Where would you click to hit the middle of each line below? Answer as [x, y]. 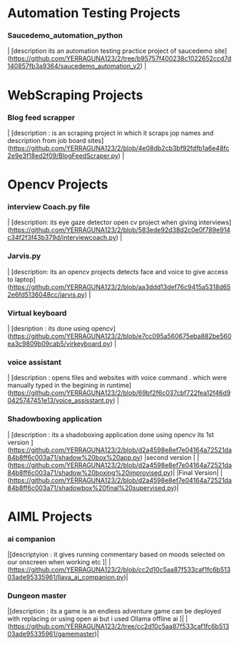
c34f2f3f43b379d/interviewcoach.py [62, 238]
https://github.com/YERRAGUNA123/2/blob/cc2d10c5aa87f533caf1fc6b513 [120, 570]
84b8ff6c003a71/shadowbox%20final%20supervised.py [91, 488]
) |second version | [168, 457]
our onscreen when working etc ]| [57, 562]
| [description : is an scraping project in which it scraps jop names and [111, 133]
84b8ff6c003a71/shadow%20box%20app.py [74, 457]
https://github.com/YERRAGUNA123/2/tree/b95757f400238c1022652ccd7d [121, 59]
